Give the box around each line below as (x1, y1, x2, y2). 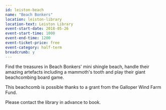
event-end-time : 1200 (5, 36, 51, 41)
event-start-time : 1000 (5, 31, 56, 36)
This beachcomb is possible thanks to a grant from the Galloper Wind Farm (5, 84, 161, 90)
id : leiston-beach (5, 7, 44, 13)
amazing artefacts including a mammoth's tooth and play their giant (5, 69, 146, 75)
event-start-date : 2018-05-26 (5, 26, 69, 31)
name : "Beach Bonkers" (5, 12, 53, 17)
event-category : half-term (5, 45, 62, 50)
